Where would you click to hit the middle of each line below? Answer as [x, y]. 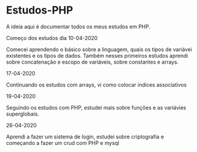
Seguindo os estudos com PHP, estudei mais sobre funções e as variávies [96, 107]
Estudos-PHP [40, 10]
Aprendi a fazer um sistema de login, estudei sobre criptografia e [85, 137]
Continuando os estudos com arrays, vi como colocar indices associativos [96, 85]
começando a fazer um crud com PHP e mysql [63, 143]
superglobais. [23, 114]
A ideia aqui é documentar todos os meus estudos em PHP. [78, 27]
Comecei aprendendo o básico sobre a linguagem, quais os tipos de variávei [99, 49]
